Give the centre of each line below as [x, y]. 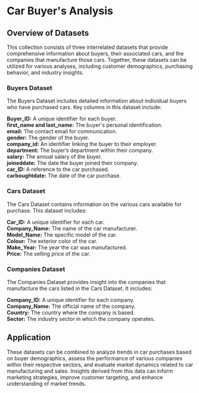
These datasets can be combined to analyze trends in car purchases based [99, 352]
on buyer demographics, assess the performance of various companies [95, 358]
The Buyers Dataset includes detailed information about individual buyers [97, 101]
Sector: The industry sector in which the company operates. [81, 319]
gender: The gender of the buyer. [48, 138]
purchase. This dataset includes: [47, 210]
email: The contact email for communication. [62, 132]
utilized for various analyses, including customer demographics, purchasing [100, 66]
